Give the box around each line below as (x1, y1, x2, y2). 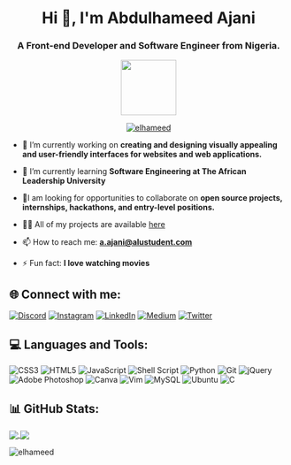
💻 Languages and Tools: (9, 337, 149, 352)
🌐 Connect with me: (9, 286, 121, 301)
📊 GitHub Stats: (9, 401, 100, 416)
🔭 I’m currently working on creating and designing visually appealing (21, 140, 278, 150)
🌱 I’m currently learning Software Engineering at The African (21, 166, 247, 177)
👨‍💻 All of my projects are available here (21, 219, 165, 230)
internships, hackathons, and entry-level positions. (21, 202, 215, 213)
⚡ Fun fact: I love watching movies (21, 258, 150, 269)
